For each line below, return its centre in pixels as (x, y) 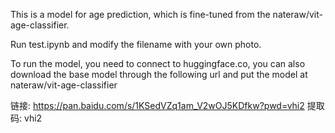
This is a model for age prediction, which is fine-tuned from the (140, 14)
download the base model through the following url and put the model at (159, 74)
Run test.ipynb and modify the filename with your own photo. (136, 44)
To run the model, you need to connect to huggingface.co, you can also (158, 63)
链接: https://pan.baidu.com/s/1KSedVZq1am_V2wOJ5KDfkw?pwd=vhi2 (157, 105)
